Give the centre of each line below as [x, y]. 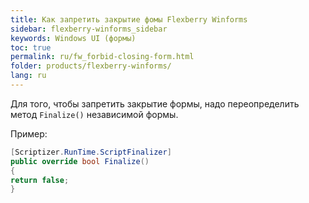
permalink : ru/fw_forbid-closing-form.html [102, 57]
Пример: [29, 133]
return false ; [40, 180]
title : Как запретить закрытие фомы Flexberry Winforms [129, 19]
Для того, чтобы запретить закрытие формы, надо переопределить [155, 103]
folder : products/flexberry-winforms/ [91, 66]
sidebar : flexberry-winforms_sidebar [89, 29]
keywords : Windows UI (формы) [73, 38]
